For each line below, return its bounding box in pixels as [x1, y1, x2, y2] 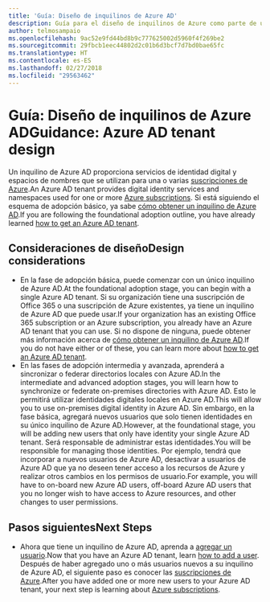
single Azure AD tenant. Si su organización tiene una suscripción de [19, 293, 245, 302]
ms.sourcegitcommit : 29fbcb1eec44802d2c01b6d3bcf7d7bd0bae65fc [8, 42, 225, 50]
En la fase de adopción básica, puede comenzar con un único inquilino [19, 275, 255, 285]
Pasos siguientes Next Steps [8, 520, 153, 534]
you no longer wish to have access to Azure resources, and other [19, 489, 236, 498]
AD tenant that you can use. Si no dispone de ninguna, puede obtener [19, 326, 252, 336]
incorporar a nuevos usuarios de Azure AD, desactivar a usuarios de [19, 455, 247, 465]
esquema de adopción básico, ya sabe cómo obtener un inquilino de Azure [8, 201, 257, 211]
